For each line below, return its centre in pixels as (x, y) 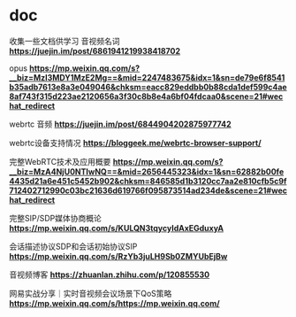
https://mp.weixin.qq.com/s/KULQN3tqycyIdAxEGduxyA (116, 228)
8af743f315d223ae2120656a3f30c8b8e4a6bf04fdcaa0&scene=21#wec (146, 96)
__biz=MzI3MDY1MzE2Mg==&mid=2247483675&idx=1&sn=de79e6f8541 (147, 77)
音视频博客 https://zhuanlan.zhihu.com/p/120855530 (110, 274)
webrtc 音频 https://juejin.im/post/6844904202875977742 (120, 124)
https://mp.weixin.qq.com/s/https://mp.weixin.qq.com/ (114, 303)
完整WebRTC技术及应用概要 (60, 161)
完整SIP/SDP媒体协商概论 (55, 218)
